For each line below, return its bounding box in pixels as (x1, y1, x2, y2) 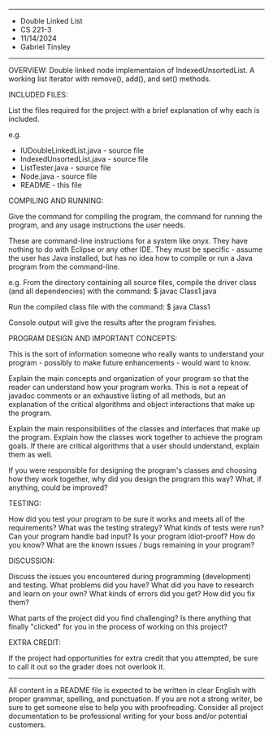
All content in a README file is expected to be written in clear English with (8, 686, 256, 695)
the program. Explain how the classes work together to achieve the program (8, 432, 263, 442)
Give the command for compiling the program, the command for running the (8, 212, 262, 221)
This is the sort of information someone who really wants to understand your (8, 349, 265, 358)
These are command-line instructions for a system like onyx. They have (8, 236, 248, 245)
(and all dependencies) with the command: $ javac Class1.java (8, 286, 217, 296)
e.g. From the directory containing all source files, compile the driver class (8, 278, 258, 287)
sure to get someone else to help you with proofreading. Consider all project (8, 703, 264, 712)
